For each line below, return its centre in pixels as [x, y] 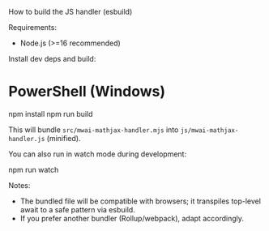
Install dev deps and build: [52, 59]
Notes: [19, 185]
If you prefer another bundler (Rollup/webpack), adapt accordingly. [132, 218]
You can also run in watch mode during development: [98, 154]
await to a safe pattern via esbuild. [77, 209]
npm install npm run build [51, 113]
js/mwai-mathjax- [209, 130]
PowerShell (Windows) [87, 92]
